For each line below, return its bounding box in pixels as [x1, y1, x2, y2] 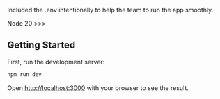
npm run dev [7, 71, 42, 78]
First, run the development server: [7, 57, 105, 66]
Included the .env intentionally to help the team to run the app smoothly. [7, 6, 214, 14]
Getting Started [7, 39, 76, 51]
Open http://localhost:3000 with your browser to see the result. [7, 83, 189, 92]
